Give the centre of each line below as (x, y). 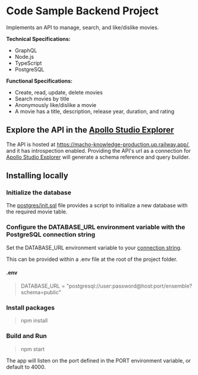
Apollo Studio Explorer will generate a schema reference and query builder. (98, 157)
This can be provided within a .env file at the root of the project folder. (92, 259)
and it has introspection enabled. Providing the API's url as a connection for (99, 150)
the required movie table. (37, 212)
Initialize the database (39, 193)
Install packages (31, 307)
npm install (34, 321)
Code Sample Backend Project (82, 11)
